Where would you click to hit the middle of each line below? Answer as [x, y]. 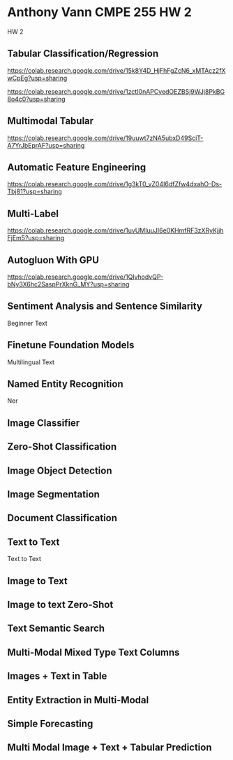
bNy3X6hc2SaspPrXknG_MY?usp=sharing [68, 284]
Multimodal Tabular [51, 121]
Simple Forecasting [50, 723]
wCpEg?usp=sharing [37, 78]
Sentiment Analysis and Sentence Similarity [105, 306]
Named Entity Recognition [65, 384]
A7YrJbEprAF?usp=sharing [46, 145]
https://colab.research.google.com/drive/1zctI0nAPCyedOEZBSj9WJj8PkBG [116, 91]
